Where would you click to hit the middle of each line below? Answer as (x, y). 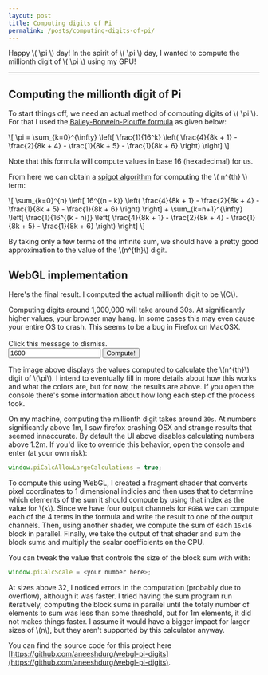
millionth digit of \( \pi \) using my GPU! (72, 61)
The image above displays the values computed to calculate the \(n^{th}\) (129, 369)
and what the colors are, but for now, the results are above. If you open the (131, 387)
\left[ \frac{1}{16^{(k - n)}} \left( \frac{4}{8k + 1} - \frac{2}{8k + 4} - (119, 218)
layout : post (30, 16)
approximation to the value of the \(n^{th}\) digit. (88, 250)
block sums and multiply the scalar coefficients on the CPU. (106, 542)
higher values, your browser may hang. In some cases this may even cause (132, 318)
